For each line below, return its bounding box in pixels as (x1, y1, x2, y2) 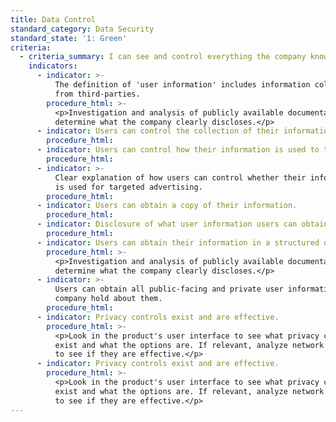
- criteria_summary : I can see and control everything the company (19, 52, 307, 62)
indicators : (28, 61, 78, 71)
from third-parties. (54, 89, 141, 99)
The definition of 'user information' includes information (54, 80, 311, 90)
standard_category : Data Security (10, 24, 155, 34)
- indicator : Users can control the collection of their (36, 126, 280, 136)
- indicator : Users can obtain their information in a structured (36, 237, 320, 248)
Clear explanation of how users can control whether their (54, 172, 307, 183)
